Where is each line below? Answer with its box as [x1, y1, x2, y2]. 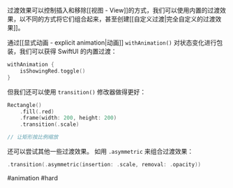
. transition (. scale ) [20, 121, 80, 128]
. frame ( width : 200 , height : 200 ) [20, 115, 117, 122]
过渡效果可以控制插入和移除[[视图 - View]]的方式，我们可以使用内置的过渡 [7, 6, 220, 14]
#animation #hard [7, 173, 58, 182]
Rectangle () [7, 101, 42, 108]
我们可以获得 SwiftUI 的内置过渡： [19, 48, 117, 55]
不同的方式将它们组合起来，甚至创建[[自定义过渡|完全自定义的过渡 [25, 15, 216, 23]
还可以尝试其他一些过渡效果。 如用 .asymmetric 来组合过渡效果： [7, 147, 194, 155]
